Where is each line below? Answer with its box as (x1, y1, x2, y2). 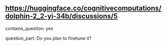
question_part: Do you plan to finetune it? (5, 35, 92, 41)
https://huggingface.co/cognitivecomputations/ (5, 4, 161, 13)
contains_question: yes (5, 25, 53, 31)
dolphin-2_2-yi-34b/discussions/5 (5, 12, 118, 21)
